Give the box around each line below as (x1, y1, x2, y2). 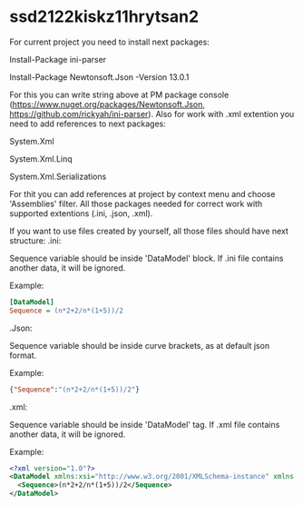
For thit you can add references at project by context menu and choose (9, 188, 276, 199)
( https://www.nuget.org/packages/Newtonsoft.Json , (9, 98, 206, 110)
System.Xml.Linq (9, 153, 73, 164)
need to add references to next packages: (9, 118, 166, 129)
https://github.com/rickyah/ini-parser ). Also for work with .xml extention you (9, 108, 295, 119)
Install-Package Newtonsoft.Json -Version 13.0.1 (9, 71, 190, 83)
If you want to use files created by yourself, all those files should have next (9, 225, 288, 236)
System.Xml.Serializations (9, 171, 107, 182)
